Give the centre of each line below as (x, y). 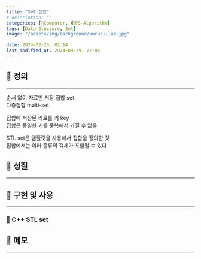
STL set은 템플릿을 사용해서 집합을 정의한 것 (58, 138)
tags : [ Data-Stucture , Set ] (41, 28)
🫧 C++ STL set (28, 219)
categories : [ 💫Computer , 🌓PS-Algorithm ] (58, 23)
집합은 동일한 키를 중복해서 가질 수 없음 (52, 125)
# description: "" (29, 17)
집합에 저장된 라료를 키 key (38, 118)
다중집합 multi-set (28, 105)
